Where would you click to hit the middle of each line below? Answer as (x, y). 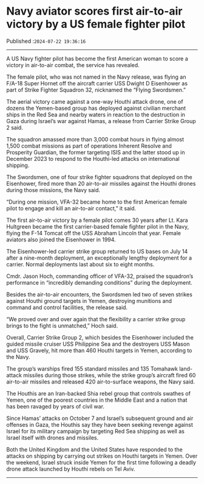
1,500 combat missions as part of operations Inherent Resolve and (89, 146)
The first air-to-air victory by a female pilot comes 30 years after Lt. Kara (97, 220)
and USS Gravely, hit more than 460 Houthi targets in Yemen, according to (99, 350)
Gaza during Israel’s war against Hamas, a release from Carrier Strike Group (101, 121)
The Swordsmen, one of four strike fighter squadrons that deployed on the (99, 177)
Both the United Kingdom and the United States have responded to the (95, 449)
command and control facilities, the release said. (67, 307)
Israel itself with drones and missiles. (53, 438)
